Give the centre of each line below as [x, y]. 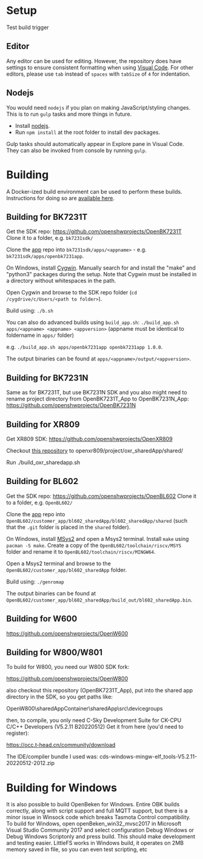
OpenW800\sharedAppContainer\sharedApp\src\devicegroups [85, 709]
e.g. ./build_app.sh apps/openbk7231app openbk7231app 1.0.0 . [85, 347]
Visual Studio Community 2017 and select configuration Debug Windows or [100, 830]
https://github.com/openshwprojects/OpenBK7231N [71, 405]
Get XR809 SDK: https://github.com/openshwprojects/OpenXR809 [89, 439]
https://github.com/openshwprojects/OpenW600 [67, 633]
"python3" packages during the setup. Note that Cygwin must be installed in [101, 274]
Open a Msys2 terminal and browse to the [58, 563]
